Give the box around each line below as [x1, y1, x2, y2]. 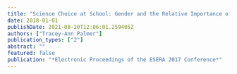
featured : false [7, 50, 55, 57]
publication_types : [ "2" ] [7, 37, 83, 44]
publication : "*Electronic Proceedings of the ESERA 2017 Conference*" [7, 56, 222, 63]
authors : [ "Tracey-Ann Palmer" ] [7, 30, 102, 37]
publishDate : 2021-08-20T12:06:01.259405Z [7, 23, 134, 30]
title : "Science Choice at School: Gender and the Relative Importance [7, 10, 222, 18]
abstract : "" [7, 43, 46, 50]
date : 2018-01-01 [7, 17, 59, 24]
